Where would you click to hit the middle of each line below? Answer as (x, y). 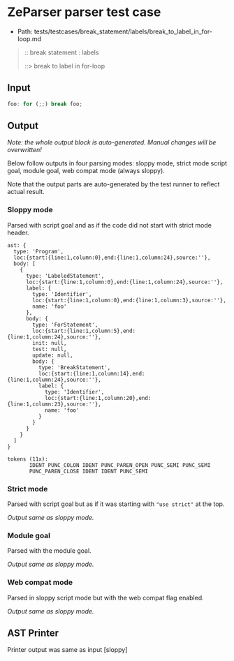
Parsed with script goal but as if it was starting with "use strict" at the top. (116, 504)
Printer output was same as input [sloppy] (67, 650)
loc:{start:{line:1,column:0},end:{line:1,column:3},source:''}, (130, 300)
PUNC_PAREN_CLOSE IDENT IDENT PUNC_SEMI (89, 471)
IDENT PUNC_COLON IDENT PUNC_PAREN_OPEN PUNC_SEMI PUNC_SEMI (120, 465)
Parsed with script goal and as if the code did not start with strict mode (109, 225)
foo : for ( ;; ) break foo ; (45, 104)
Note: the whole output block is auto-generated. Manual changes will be (112, 142)
